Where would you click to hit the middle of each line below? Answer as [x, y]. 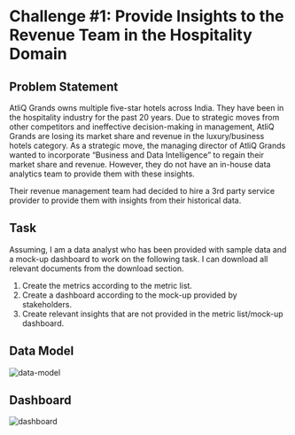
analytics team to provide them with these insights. [102, 174]
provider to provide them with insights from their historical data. [125, 200]
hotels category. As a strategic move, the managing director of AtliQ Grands [147, 145]
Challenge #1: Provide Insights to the [147, 16]
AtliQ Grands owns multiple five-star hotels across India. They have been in [147, 108]
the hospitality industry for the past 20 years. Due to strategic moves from [144, 117]
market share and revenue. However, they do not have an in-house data [140, 164]
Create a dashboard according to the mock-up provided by [129, 295]
